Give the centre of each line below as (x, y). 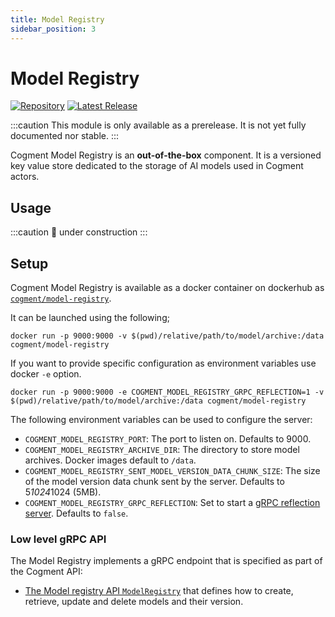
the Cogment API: (46, 572)
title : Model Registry (57, 19)
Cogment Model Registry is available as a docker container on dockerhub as (167, 288)
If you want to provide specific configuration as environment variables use (163, 363)
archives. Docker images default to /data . (110, 460)
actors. (25, 177)
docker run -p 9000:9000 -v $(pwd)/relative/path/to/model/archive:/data (167, 336)
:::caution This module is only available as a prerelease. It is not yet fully (158, 125)
